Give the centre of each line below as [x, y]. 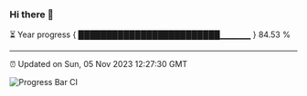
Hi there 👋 [32, 14]
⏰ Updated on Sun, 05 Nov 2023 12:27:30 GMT [99, 64]
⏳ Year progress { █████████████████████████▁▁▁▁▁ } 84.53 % [150, 34]
